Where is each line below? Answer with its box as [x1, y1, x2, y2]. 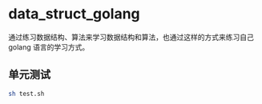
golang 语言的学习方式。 [8, 42, 90, 52]
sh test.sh [8, 90, 45, 98]
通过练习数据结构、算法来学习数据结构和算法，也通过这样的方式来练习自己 [8, 32, 254, 42]
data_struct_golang [8, 5, 140, 23]
